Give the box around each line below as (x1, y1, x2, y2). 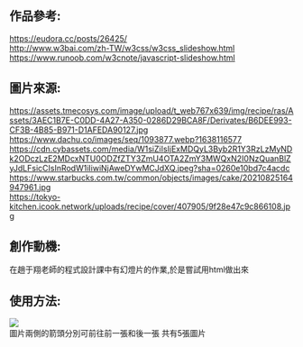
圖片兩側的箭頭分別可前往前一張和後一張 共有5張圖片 (9, 328, 207, 339)
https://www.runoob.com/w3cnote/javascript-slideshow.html (9, 52, 236, 63)
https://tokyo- (9, 191, 61, 202)
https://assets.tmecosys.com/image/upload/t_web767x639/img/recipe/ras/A (9, 105, 294, 115)
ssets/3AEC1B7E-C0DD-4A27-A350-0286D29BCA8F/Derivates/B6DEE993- (9, 114, 292, 125)
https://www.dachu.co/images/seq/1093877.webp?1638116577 (9, 133, 242, 144)
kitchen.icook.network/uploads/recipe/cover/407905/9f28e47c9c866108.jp (9, 201, 291, 212)
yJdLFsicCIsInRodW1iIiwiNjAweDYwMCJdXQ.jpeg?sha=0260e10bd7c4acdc (9, 162, 290, 173)
